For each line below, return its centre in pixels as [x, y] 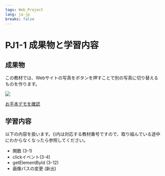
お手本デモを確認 [23, 104]
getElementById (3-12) [35, 163]
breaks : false [20, 19]
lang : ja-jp [17, 14]
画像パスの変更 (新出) [34, 169]
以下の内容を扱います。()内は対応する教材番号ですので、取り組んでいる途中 [83, 134]
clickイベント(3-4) [31, 157]
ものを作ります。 [22, 84]
